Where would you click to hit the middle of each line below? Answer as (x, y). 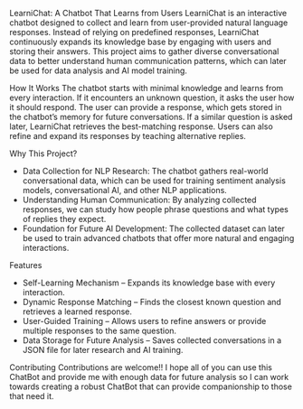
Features (26, 265)
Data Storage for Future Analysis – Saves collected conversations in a (152, 340)
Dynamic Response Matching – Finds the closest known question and (152, 302)
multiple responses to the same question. (99, 330)
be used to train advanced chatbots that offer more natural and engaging (158, 238)
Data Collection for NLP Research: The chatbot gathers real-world (145, 171)
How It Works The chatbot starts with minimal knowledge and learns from (147, 88)
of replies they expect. (64, 219)
